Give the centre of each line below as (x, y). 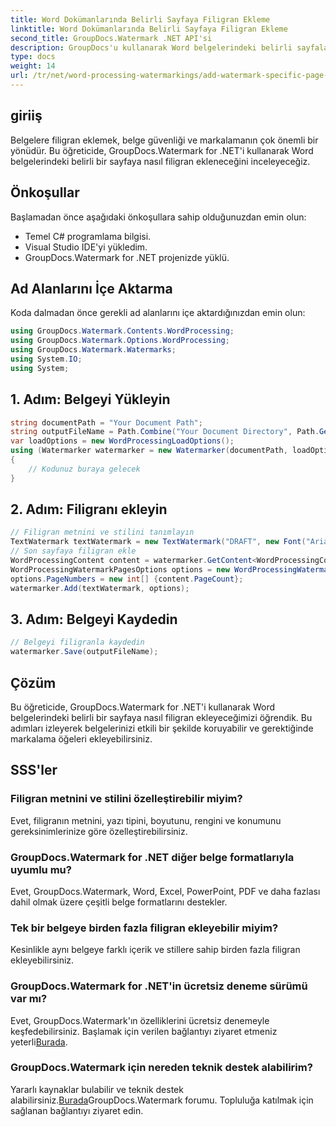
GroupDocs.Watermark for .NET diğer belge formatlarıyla (152, 857)
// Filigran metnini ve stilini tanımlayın (102, 532)
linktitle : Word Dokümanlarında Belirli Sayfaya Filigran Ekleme (149, 29)
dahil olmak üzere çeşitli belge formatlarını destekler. (119, 902)
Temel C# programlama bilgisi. (88, 236)
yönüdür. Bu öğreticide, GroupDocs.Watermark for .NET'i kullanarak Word (162, 150)
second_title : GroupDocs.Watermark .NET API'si (111, 38)
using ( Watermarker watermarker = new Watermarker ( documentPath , (149, 451)
